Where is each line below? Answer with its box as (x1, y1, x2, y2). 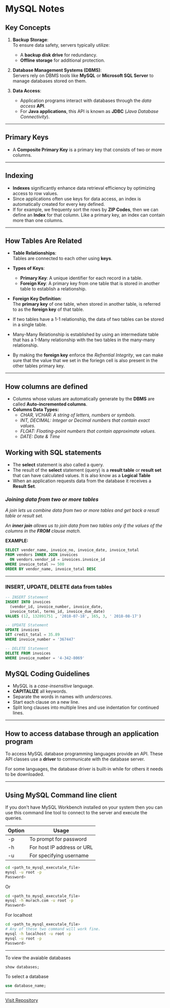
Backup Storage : (12, 37, 49, 43)
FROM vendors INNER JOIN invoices (5, 552, 78, 558)
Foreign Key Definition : (12, 296, 62, 302)
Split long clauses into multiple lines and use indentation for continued (12, 704, 159, 710)
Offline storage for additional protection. (20, 57, 105, 63)
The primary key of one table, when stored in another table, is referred (12, 301, 161, 307)
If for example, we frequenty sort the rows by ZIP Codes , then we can (12, 206, 158, 212)
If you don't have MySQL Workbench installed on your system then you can (5, 804, 163, 810)
